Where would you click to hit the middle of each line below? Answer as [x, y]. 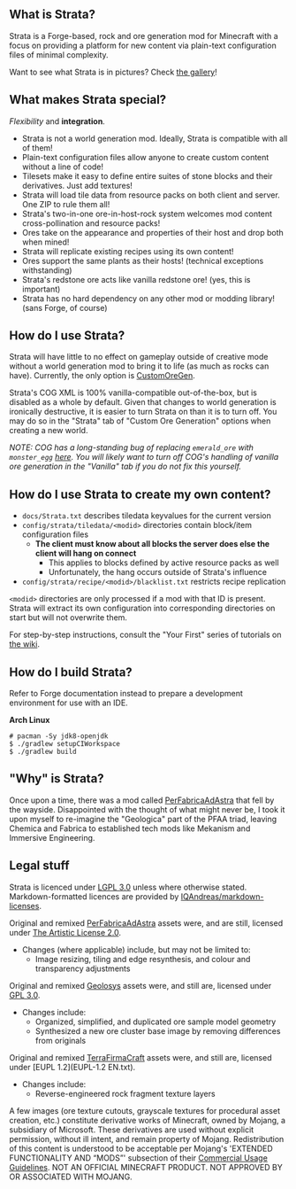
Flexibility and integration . [57, 121]
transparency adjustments [83, 968]
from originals [61, 1040]
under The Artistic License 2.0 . [65, 932]
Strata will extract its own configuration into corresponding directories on [142, 608]
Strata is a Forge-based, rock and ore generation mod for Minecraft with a [144, 35]
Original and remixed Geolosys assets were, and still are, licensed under [140, 985]
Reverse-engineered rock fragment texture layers [125, 1093]
